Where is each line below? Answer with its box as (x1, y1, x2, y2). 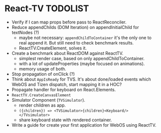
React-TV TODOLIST (4, 3, 89, 14)
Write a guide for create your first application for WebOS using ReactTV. (11, 122, 157, 128)
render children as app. (19, 102, 66, 108)
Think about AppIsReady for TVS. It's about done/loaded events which (11, 76, 151, 82)
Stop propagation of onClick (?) (11, 71, 75, 77)
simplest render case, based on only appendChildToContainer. (19, 55, 145, 61)
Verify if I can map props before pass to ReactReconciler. (11, 19, 127, 25)
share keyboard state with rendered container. (19, 117, 112, 123)
